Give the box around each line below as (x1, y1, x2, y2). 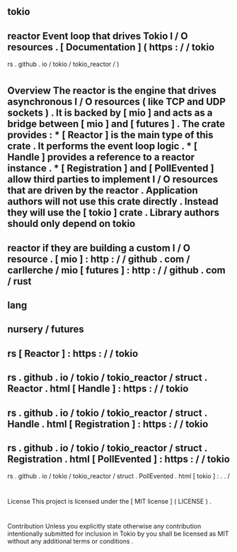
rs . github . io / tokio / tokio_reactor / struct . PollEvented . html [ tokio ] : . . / (7, 472, 230, 480)
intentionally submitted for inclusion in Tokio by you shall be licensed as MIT (7, 529, 229, 538)
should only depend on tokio (7, 218, 136, 230)
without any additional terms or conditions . (7, 536, 134, 545)
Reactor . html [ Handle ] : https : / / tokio (7, 382, 189, 395)
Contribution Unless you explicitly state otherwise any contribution (7, 521, 202, 530)
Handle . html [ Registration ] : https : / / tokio (7, 418, 209, 430)
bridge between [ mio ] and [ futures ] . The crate (7, 118, 225, 130)
